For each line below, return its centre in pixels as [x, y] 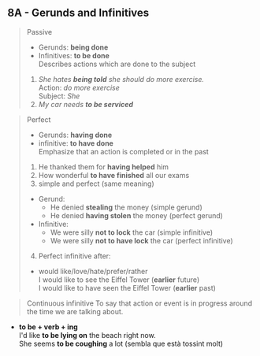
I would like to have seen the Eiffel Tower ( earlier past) [127, 287]
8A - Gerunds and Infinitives [78, 13]
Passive [39, 32]
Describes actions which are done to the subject [117, 64]
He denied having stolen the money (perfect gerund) [137, 215]
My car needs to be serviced [86, 104]
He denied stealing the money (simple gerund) [126, 207]
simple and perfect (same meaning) [96, 184]
